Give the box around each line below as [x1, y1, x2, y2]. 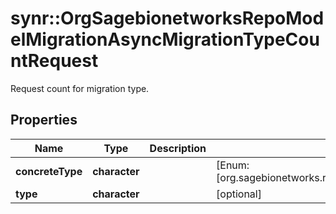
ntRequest [10, 50, 99, 72]
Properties [10, 112, 78, 129]
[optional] [216, 187, 262, 201]
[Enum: [216, 158, 250, 172]
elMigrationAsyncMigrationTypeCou [10, 28, 320, 51]
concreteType [15, 164, 83, 178]
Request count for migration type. [10, 82, 150, 94]
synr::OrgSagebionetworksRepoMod [10, 7, 325, 30]
